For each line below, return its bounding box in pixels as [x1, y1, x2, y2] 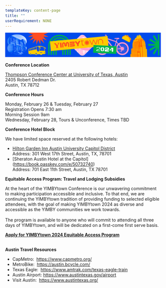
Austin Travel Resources [5, 247, 57, 252]
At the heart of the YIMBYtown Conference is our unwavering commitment [5, 185, 157, 192]
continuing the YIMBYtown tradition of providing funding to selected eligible [5, 196, 160, 202]
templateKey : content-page [5, 8, 61, 13]
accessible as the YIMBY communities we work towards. [5, 207, 121, 213]
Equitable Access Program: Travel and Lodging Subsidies [5, 176, 125, 182]
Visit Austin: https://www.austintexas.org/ [12, 277, 98, 283]
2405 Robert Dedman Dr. [5, 77, 56, 83]
